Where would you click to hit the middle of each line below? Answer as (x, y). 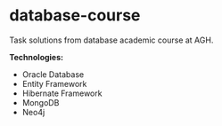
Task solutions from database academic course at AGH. (111, 40)
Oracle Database (53, 74)
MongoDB (41, 102)
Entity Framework (54, 83)
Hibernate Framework (62, 93)
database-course (75, 16)
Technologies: (37, 57)
